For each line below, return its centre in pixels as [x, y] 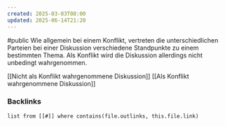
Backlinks [25, 101]
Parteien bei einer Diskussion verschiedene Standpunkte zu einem [103, 48]
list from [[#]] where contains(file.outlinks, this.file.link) [103, 116]
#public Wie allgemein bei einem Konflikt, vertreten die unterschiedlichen [113, 40]
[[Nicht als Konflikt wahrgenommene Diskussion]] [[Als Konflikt [98, 76]
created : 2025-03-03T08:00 [47, 14]
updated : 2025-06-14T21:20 [47, 20]
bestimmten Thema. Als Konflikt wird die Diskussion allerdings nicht [105, 55]
